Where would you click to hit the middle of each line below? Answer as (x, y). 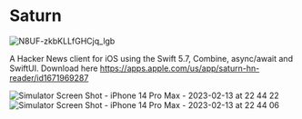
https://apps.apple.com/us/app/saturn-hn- (180, 68)
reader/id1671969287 (49, 77)
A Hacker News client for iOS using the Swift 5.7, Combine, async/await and (151, 58)
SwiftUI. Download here (54, 68)
